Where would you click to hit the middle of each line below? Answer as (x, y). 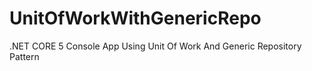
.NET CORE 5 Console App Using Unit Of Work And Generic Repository (155, 46)
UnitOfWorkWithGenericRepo (135, 18)
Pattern (24, 56)
